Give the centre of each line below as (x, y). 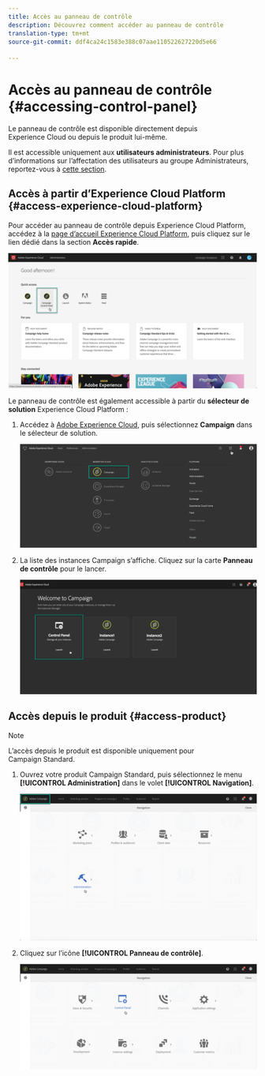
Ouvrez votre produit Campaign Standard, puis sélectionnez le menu (131, 774)
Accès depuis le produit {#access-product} (118, 716)
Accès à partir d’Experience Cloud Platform (117, 194)
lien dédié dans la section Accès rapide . (74, 242)
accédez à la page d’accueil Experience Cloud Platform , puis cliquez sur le (129, 234)
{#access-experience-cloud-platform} (106, 206)
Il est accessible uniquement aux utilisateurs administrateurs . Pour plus (126, 152)
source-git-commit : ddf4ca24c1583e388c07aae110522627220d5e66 (112, 42)
